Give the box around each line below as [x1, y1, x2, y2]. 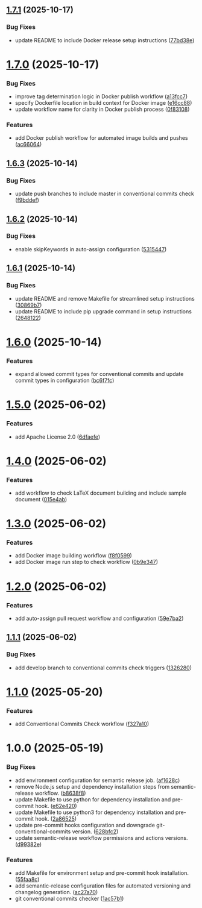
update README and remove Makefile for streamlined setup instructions [14, 295, 195, 302]
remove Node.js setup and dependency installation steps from [14, 783, 170, 790]
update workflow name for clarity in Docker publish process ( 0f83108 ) [14, 105, 190, 113]
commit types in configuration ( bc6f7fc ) [14, 377, 115, 384]
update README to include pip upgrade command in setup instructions [14, 307, 192, 315]
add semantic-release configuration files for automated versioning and [14, 882, 191, 889]
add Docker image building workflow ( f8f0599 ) [14, 552, 133, 559]
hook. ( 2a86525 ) [35, 815, 77, 822]
